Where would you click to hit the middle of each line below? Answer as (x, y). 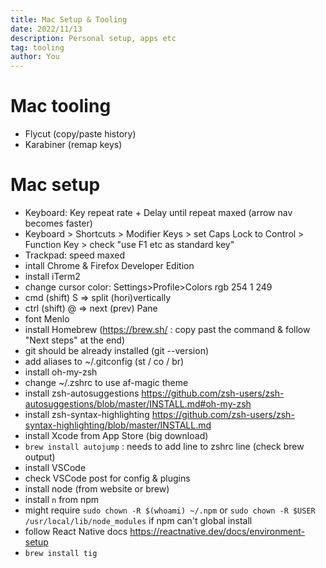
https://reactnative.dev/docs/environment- (217, 531)
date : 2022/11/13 (46, 29)
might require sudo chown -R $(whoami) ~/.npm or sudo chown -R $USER (170, 510)
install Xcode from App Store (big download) (116, 435)
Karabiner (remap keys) (73, 145)
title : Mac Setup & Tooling (69, 19)
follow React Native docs (76, 531)
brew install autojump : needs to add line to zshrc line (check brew (164, 446)
